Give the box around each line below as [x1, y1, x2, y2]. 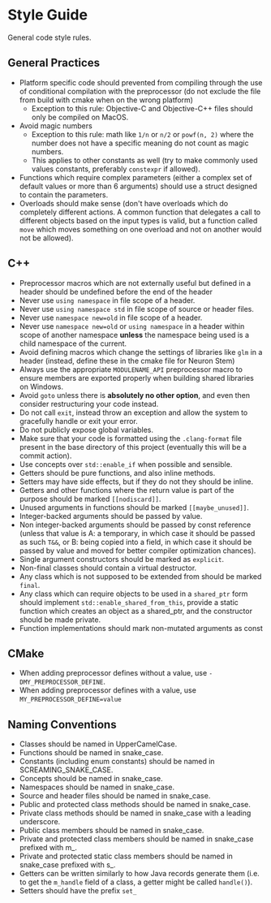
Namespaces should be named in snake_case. [19, 782, 175, 793]
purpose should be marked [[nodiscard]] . [19, 494, 161, 503]
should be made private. [19, 615, 101, 624]
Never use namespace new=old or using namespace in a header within [19, 321, 245, 331]
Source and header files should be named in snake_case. [19, 791, 211, 801]
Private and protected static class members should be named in [19, 851, 233, 862]
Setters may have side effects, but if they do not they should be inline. [19, 477, 253, 486]
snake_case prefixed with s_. [19, 860, 116, 870]
